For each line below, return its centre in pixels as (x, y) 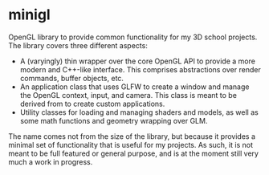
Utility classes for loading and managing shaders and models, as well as (139, 112)
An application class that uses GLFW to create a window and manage (134, 87)
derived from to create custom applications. (92, 104)
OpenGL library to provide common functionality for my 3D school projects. (133, 37)
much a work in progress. (51, 161)
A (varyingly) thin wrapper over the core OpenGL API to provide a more (137, 61)
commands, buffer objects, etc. (72, 78)
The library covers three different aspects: (78, 45)
